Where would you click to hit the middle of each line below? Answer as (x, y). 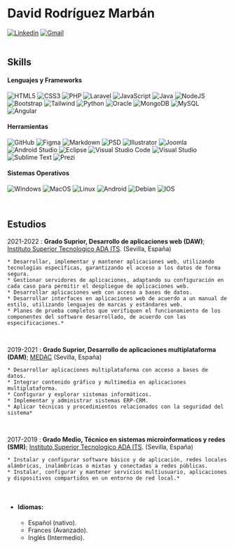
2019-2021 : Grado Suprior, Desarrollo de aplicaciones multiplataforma (112, 349)
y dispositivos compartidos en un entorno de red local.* (94, 478)
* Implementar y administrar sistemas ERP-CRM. (78, 400)
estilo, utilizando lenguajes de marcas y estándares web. (95, 304)
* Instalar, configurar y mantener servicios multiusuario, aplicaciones (117, 472)
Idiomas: (30, 507)
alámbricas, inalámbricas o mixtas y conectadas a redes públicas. (108, 466)
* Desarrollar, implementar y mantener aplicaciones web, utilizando (111, 262)
